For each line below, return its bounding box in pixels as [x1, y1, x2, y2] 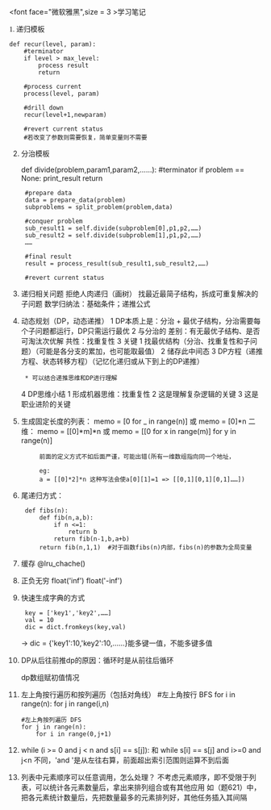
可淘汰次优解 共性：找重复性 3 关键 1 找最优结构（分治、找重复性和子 [20, 336, 251, 345]
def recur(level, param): [9, 40, 96, 48]
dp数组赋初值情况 [20, 673, 80, 682]
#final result [24, 253, 73, 261]
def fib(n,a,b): [39, 514, 94, 522]
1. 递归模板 [9, 25, 45, 34]
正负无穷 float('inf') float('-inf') [20, 576, 123, 585]
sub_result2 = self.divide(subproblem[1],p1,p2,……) [24, 232, 202, 240]
